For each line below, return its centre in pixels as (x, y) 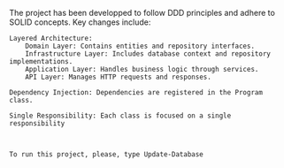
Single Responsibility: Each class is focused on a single (120, 116)
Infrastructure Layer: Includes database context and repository (148, 54)
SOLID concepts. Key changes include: (80, 22)
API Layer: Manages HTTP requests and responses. (119, 77)
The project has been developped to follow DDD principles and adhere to (142, 13)
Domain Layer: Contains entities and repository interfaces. (140, 46)
